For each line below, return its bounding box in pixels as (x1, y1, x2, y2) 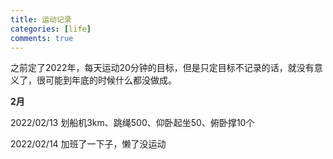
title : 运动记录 (10, 14, 72, 25)
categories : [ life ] (10, 24, 92, 34)
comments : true (10, 33, 74, 43)
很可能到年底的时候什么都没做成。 (36, 74, 177, 86)
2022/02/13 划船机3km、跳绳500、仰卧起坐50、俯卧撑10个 (10, 117, 255, 129)
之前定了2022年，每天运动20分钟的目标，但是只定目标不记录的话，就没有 (10, 62, 315, 74)
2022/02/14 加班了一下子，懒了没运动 (10, 138, 167, 150)
